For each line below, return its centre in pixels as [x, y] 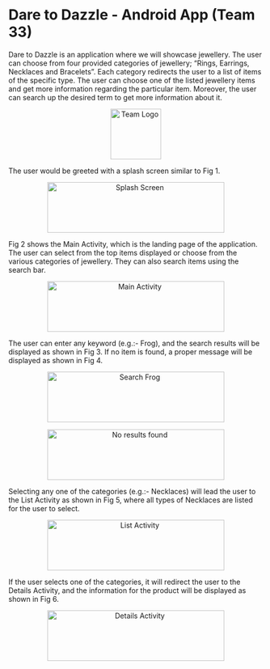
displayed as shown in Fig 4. [56, 360]
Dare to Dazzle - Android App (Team [132, 15]
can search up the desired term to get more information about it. [115, 97]
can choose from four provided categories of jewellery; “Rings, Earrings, [129, 63]
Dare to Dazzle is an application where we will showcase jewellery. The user [135, 54]
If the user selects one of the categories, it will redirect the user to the [124, 582]
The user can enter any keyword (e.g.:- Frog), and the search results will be [134, 343]
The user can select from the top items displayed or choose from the [123, 252]
